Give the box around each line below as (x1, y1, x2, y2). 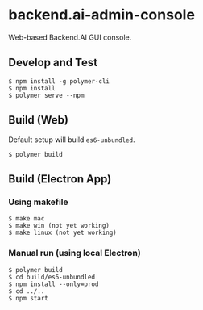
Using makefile (8, 196, 68, 207)
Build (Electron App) (8, 172, 112, 186)
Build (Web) (8, 113, 68, 127)
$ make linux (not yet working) (8, 228, 117, 237)
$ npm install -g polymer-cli (8, 77, 110, 86)
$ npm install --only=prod (8, 280, 99, 288)
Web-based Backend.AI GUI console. (8, 32, 132, 42)
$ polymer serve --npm (8, 91, 85, 99)
